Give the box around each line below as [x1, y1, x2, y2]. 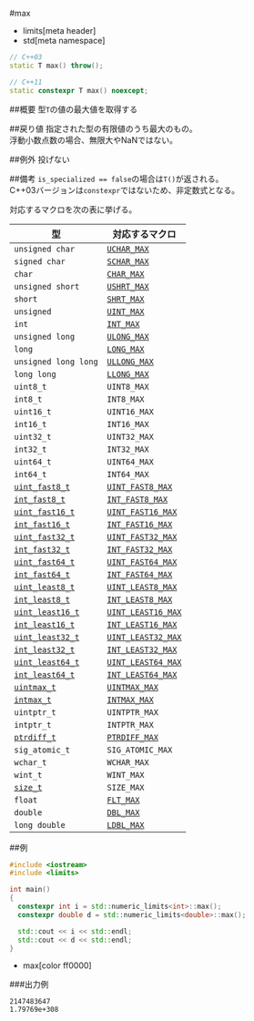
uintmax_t [14, 682, 56, 692]
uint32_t [14, 432, 52, 442]
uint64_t [14, 456, 52, 467]
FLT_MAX [107, 794, 140, 805]
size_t [14, 782, 43, 792]
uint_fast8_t [14, 482, 71, 492]
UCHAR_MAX [107, 243, 149, 254]
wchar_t [14, 757, 47, 768]
